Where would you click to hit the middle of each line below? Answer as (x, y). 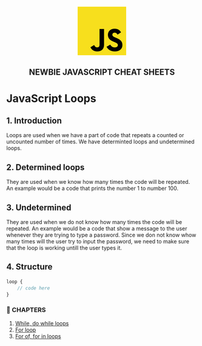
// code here (34, 288)
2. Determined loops (45, 167)
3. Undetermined (39, 207)
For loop (25, 330)
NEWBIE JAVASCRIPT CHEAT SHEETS (102, 73)
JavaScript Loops (51, 98)
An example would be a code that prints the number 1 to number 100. (93, 188)
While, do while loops (42, 323)
